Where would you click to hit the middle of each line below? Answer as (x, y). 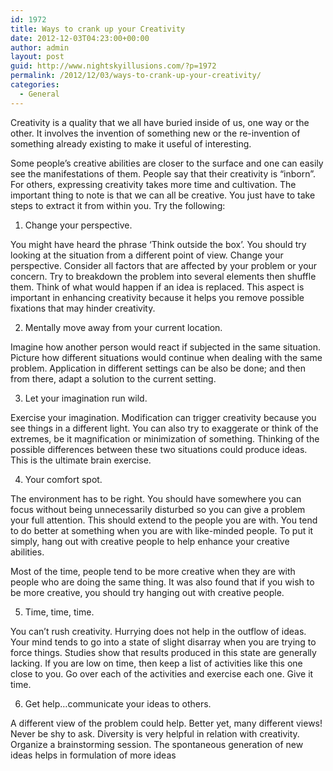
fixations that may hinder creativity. (83, 308)
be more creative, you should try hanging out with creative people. (147, 592)
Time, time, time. (59, 612)
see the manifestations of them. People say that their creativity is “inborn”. (163, 173)
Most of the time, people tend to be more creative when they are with (153, 571)
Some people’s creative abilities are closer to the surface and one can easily (167, 163)
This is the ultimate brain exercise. (81, 460)
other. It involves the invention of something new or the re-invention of (155, 133)
